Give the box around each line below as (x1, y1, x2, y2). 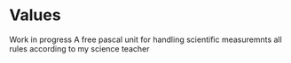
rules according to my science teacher (9, 43, 150, 53)
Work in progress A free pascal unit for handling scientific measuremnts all (9, 34, 282, 45)
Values (9, 5, 61, 25)
